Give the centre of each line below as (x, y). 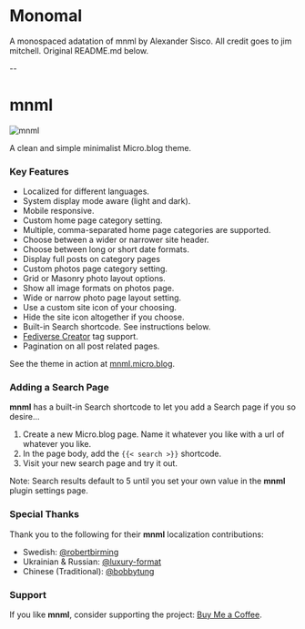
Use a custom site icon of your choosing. (100, 308)
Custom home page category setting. (92, 220)
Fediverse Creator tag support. (80, 337)
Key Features (40, 171)
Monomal (46, 16)
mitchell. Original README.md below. (79, 50)
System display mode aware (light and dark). (107, 201)
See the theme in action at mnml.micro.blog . (92, 364)
